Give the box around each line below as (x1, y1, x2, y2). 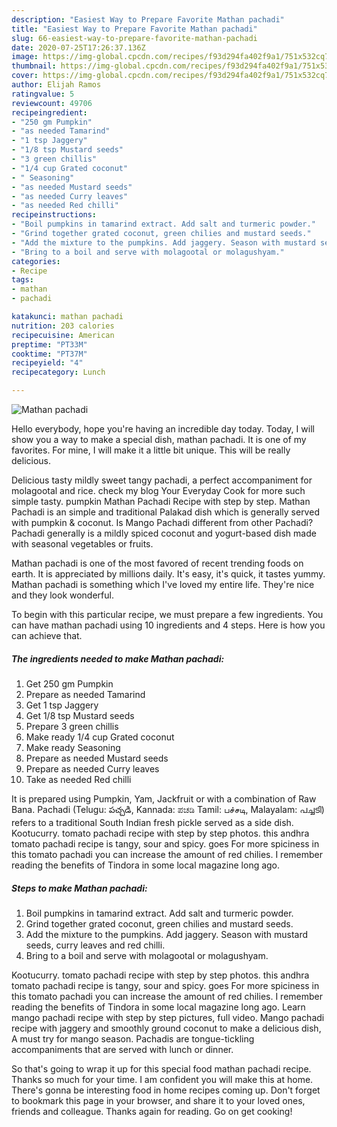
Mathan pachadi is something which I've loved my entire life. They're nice (11, 579, 315, 590)
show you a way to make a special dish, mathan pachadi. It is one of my (11, 434, 307, 445)
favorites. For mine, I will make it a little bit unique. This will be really (11, 444, 291, 456)
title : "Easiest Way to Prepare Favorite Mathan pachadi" (11, 24, 258, 34)
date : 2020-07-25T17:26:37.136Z (11, 42, 146, 53)
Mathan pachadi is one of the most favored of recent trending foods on (11, 557, 304, 569)
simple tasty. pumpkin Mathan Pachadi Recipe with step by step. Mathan (11, 496, 311, 507)
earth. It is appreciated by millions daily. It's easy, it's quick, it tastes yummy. (11, 568, 326, 580)
